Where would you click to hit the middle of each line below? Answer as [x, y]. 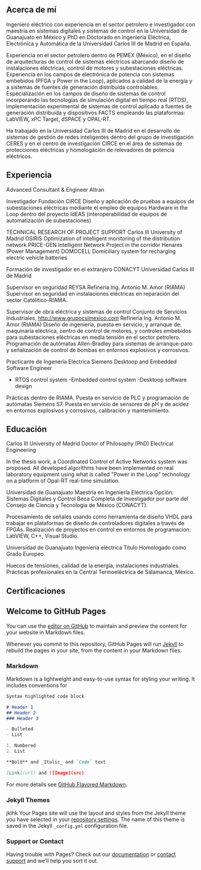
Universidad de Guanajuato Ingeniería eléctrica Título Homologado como [96, 548]
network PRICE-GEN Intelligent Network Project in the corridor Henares [94, 245]
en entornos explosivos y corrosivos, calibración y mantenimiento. [88, 410]
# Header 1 [20, 707]
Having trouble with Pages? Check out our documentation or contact [91, 854]
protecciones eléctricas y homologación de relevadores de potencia [90, 150]
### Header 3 [22, 718]
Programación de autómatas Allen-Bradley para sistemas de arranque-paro [99, 343]
